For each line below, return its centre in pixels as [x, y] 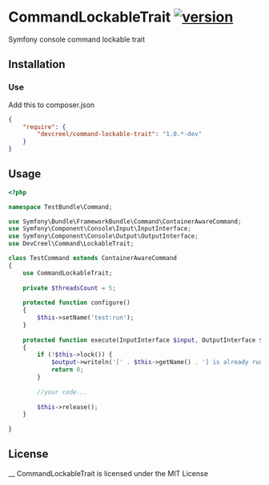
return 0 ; [67, 370]
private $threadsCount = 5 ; [69, 288]
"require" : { [44, 127]
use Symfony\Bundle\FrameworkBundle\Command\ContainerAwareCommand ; [125, 221]
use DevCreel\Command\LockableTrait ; [71, 244]
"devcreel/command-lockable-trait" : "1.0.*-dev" [120, 134]
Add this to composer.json [52, 105]
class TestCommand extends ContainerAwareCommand [93, 259]
